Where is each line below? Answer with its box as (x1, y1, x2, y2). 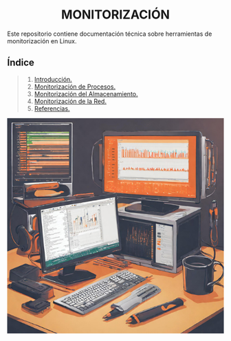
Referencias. (34, 104, 70, 113)
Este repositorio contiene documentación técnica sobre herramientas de (7, 30, 212, 38)
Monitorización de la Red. (34, 97, 107, 105)
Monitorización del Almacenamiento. (34, 89, 139, 98)
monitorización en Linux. (7, 36, 77, 45)
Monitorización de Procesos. (34, 82, 115, 91)
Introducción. (34, 75, 72, 83)
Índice (7, 57, 34, 69)
